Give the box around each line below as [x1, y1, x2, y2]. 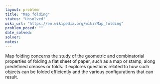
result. [5, 74, 18, 80]
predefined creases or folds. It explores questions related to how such [5, 63, 150, 69]
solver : [5, 35, 21, 40]
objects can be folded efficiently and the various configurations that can [5, 69, 154, 75]
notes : [5, 40, 19, 44]
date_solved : [5, 30, 32, 35]
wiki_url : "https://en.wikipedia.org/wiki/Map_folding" [5, 21, 124, 26]
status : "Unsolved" [5, 16, 46, 21]
